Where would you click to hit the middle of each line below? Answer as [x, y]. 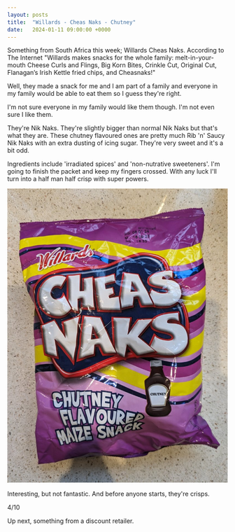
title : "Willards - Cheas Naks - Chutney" [72, 22]
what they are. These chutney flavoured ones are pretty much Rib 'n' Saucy [116, 136]
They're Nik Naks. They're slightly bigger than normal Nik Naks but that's [113, 128]
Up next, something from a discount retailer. [71, 521]
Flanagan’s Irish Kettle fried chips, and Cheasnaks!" [81, 73]
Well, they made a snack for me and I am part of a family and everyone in [113, 86]
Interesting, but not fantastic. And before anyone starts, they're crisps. [108, 493]
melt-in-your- [195, 58]
